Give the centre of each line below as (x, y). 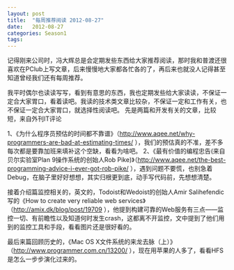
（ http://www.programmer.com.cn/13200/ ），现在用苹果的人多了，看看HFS (116, 250)
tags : (15, 40)
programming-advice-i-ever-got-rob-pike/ (68, 169)
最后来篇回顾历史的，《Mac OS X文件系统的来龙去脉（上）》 (92, 242)
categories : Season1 (37, 33)
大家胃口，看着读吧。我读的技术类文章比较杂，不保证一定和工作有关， (120, 101)
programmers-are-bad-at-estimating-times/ (70, 142)
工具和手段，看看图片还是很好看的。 (83, 227)
